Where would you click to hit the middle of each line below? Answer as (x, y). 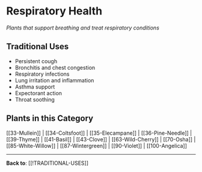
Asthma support (35, 87)
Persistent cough (36, 61)
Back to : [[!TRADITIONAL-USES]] (47, 163)
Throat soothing (35, 99)
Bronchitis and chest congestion (55, 67)
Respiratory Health (54, 11)
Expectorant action (38, 93)
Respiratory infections (42, 74)
